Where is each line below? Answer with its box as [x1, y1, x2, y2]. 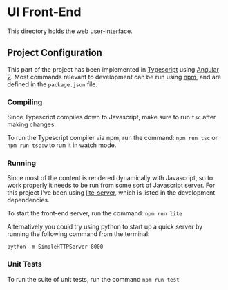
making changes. [7, 120, 57, 128]
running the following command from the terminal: [7, 230, 150, 238]
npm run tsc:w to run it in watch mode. [7, 141, 117, 149]
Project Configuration [7, 47, 102, 59]
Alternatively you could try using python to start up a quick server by [7, 222, 203, 231]
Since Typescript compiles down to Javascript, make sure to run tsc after [7, 113, 216, 122]
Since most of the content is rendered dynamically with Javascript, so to [7, 174, 213, 182]
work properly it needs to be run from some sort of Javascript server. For [7, 181, 216, 190]
